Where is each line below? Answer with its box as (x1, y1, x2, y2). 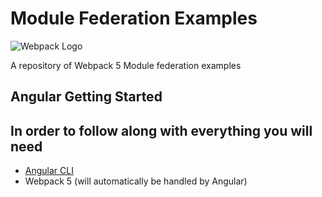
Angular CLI (24, 165, 74, 177)
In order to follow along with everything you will (10, 122, 313, 139)
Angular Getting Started (10, 88, 163, 106)
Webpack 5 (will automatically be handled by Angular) (24, 175, 248, 187)
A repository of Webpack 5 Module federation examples (10, 59, 242, 71)
